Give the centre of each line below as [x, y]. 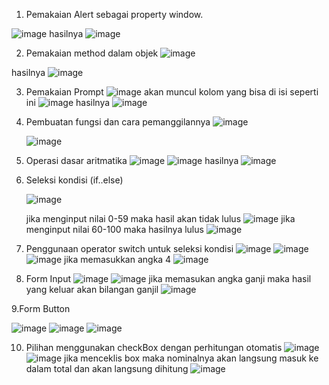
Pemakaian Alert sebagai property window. [114, 14]
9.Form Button [41, 308]
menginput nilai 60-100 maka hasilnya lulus [114, 229]
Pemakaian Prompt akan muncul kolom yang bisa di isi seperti [172, 92]
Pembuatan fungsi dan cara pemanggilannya [118, 122]
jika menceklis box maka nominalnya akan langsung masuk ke [191, 358]
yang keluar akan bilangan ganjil [92, 289]
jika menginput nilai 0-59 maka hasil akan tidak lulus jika [160, 218]
